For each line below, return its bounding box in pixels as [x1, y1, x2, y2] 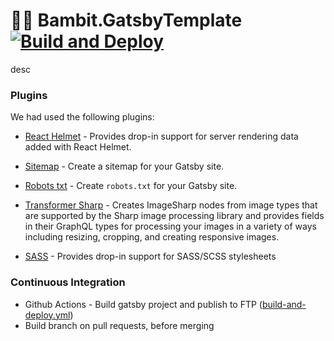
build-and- [261, 298, 307, 310]
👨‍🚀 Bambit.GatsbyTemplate [10, 9, 243, 32]
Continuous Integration [10, 275, 126, 289]
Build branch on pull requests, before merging [24, 319, 215, 331]
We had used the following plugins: [10, 111, 155, 123]
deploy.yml [24, 309, 71, 321]
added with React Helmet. [24, 141, 132, 153]
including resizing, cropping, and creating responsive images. [24, 231, 280, 243]
